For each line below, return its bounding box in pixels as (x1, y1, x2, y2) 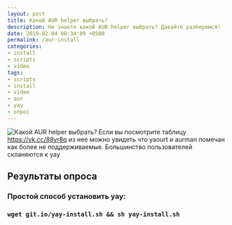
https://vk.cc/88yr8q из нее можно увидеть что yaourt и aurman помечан (7, 135, 226, 143)
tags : (7, 69, 23, 76)
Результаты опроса (7, 170, 97, 183)
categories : (7, 43, 42, 50)
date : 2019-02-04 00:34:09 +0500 (7, 30, 105, 37)
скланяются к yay (7, 150, 61, 158)
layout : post (7, 10, 46, 18)
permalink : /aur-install (7, 37, 80, 44)
